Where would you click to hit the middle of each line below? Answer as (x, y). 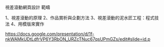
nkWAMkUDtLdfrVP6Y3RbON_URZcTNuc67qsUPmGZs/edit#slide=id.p (78, 39)
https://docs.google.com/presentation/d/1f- (50, 34)
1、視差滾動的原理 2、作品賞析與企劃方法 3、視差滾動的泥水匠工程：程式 (80, 18)
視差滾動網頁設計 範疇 (28, 7)
